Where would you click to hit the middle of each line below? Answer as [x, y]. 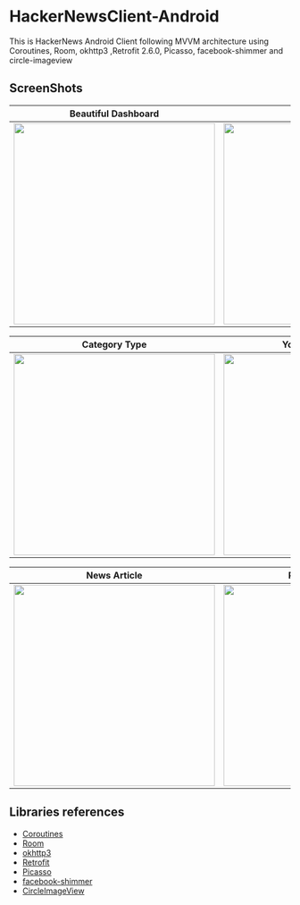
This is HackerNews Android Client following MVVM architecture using [139, 41]
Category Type [114, 344]
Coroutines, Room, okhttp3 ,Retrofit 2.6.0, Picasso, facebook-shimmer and [146, 50]
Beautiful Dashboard [114, 114]
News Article [114, 575]
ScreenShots [46, 88]
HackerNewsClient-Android [114, 17]
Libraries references [67, 812]
